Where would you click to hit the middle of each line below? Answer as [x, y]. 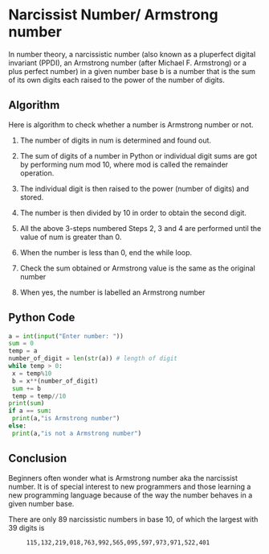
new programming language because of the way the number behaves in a [130, 495]
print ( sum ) [26, 403]
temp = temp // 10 [39, 396]
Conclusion [38, 459]
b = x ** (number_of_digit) [55, 381]
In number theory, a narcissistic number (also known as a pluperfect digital [132, 54]
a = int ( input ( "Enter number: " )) [66, 336]
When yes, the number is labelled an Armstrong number [112, 292]
